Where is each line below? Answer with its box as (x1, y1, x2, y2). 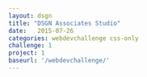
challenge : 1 (8, 42, 52, 50)
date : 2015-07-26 (8, 26, 74, 34)
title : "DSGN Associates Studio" (8, 19, 121, 27)
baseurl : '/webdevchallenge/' (8, 57, 111, 65)
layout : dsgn (8, 11, 52, 20)
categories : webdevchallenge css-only (8, 34, 139, 43)
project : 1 (8, 49, 45, 57)
